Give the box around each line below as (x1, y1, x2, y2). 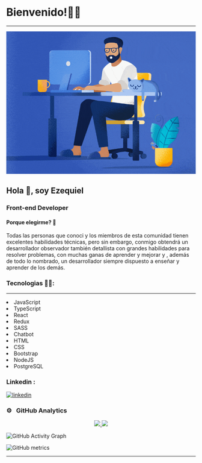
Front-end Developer (6, 204, 69, 212)
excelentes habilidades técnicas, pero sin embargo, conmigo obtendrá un (6, 238, 188, 246)
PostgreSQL (14, 362, 44, 370)
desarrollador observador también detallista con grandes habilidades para (6, 245, 190, 252)
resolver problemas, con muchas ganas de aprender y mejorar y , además (6, 251, 189, 259)
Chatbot (14, 330, 34, 338)
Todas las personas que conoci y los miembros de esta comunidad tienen (6, 232, 189, 239)
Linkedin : (6, 377, 36, 386)
